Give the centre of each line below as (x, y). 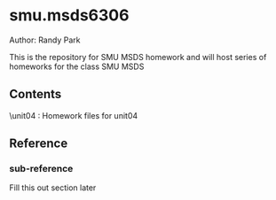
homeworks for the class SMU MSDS (77, 66)
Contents (35, 94)
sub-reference (41, 169)
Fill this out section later (53, 188)
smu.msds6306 (69, 15)
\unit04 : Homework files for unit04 (74, 115)
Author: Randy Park (45, 40)
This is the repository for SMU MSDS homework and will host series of (138, 57)
